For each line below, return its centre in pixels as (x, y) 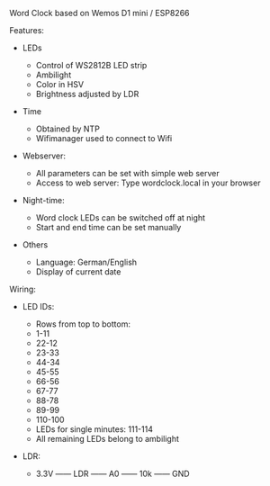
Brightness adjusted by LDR (87, 94)
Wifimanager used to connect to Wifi (104, 138)
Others (35, 245)
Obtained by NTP (68, 129)
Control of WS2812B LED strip (91, 65)
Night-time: (43, 200)
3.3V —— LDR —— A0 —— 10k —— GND (113, 473)
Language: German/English (86, 262)
